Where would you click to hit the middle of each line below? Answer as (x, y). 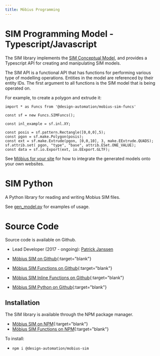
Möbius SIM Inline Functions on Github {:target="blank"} (68, 278)
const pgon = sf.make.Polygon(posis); (44, 137)
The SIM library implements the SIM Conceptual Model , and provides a (76, 58)
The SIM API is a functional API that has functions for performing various (78, 72)
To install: (15, 339)
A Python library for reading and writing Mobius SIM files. (63, 197)
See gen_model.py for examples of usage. (48, 207)
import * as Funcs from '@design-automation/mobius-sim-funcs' (71, 107)
